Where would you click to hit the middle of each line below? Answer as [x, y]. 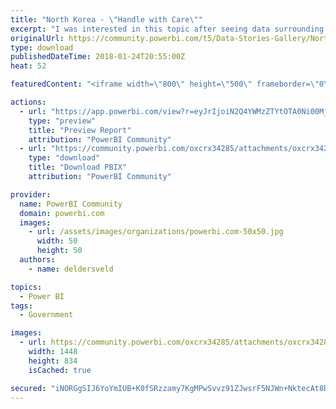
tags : [21, 306]
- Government [46, 315]
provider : [31, 194]
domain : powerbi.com [62, 213]
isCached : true [60, 370]
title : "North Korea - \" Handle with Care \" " [106, 19]
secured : [28, 388]
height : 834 [53, 361]
